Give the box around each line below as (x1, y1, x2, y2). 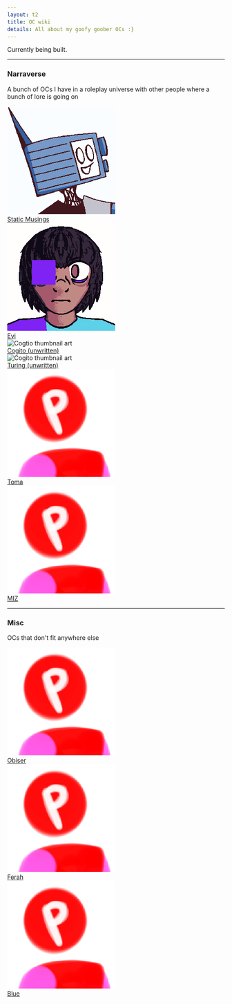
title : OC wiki (7, 18, 51, 26)
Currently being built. (7, 46, 68, 54)
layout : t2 (7, 11, 39, 18)
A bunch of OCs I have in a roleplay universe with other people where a (7, 85, 210, 93)
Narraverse (7, 69, 46, 79)
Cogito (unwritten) (7, 346, 59, 354)
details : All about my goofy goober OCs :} (7, 26, 135, 32)
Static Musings (7, 215, 50, 223)
